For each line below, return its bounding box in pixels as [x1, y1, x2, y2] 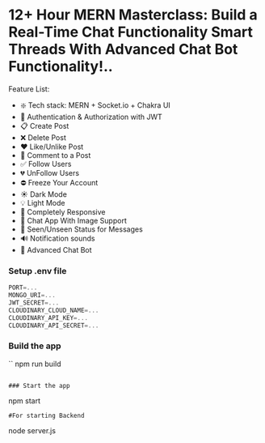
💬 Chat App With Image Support [19, 215, 127, 225]
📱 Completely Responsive [19, 207, 106, 216]
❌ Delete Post [19, 132, 66, 143]
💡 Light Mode [19, 198, 65, 207]
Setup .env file [8, 265, 67, 276]
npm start [8, 395, 41, 406]
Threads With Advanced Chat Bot [8, 40, 238, 58]
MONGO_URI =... [8, 292, 57, 300]
